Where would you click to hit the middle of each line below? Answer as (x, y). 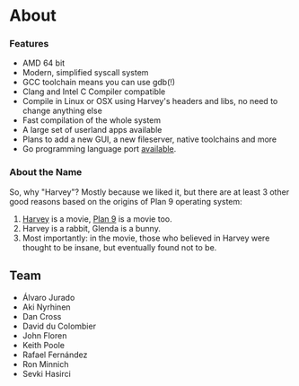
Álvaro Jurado (48, 297)
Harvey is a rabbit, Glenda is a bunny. (92, 228)
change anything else (62, 111)
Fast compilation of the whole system (92, 120)
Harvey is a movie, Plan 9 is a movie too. (97, 219)
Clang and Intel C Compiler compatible (94, 92)
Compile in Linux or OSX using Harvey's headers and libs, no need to (150, 101)
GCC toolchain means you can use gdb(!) (99, 83)
